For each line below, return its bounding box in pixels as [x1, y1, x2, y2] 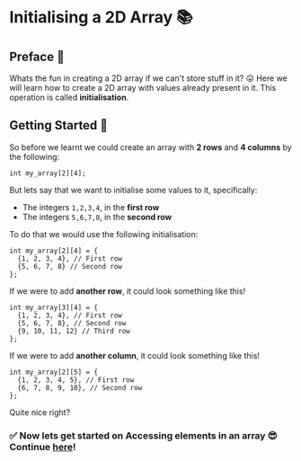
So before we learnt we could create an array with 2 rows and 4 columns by [9, 141, 292, 153]
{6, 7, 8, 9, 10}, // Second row [17, 383, 143, 392]
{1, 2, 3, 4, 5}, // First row [17, 375, 135, 385]
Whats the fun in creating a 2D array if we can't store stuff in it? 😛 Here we [9, 73, 288, 84]
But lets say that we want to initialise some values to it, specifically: [9, 184, 258, 195]
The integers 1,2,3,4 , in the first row [22, 201, 160, 212]
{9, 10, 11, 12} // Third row [17, 326, 130, 335]
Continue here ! [9, 440, 76, 453]
